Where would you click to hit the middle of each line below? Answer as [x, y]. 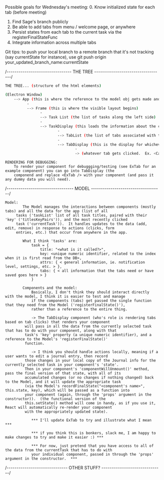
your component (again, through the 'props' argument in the [88, 395]
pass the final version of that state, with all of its [63, 373]
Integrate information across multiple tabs [54, 42]
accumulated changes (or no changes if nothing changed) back [89, 378]
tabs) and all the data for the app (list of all [57, 211]
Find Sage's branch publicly [40, 22]
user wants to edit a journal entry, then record [57, 356]
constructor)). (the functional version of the [55, 399]
